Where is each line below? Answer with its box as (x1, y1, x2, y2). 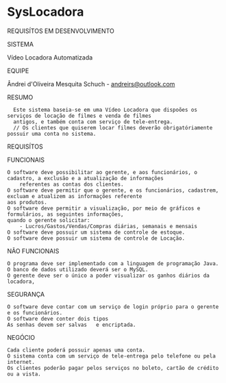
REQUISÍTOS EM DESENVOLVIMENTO (7, 27, 114, 35)
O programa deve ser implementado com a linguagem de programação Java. (7, 260, 219, 267)
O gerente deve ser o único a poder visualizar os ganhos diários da (7, 272, 210, 279)
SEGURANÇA (7, 290, 45, 298)
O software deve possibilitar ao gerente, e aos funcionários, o (7, 169, 197, 175)
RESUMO (7, 93, 34, 101)
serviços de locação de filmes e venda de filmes (7, 112, 152, 119)
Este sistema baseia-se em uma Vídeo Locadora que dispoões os (13, 106, 197, 113)
